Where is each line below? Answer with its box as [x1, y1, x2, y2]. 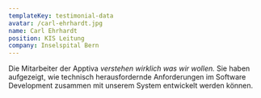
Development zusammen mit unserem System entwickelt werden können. [8, 81, 254, 91]
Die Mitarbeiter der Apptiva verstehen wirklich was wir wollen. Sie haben [8, 63, 250, 73]
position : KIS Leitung [8, 34, 85, 43]
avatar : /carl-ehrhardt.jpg [8, 19, 103, 27]
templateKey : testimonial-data [8, 11, 114, 20]
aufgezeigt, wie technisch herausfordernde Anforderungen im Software [8, 72, 246, 82]
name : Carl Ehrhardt [8, 27, 78, 35]
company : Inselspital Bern [8, 42, 99, 50]
